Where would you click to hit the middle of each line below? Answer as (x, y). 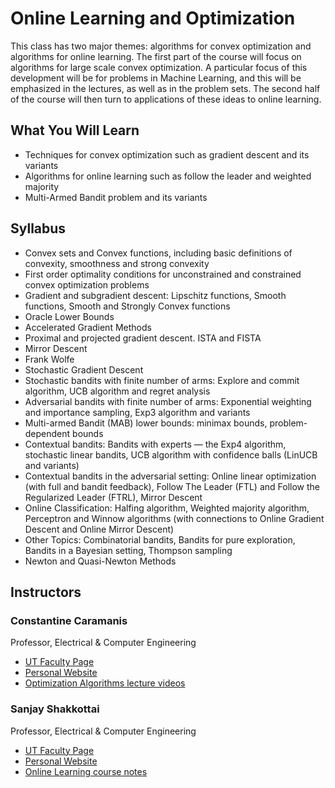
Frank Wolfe (49, 359)
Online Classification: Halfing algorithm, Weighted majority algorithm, (167, 508)
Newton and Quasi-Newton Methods (100, 561)
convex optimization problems (87, 284)
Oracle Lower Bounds (69, 316)
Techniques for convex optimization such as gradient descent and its (167, 154)
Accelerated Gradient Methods (88, 327)
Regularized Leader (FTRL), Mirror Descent (113, 497)
